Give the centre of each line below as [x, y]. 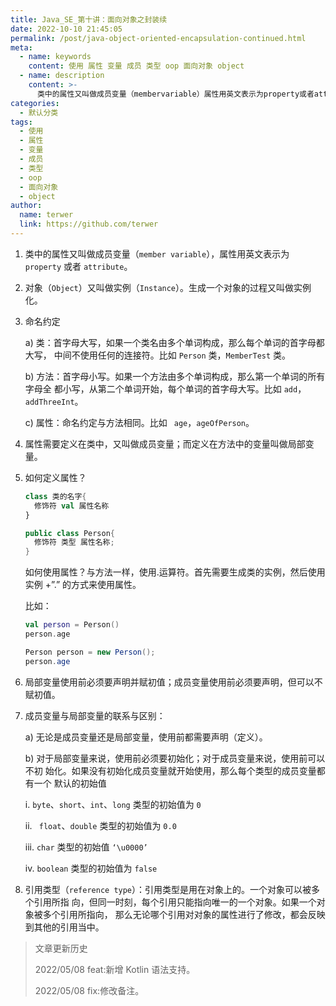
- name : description [62, 76]
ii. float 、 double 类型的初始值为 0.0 [100, 825]
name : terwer [46, 215]
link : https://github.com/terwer [89, 224]
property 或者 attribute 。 [78, 266]
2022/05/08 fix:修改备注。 [89, 990]
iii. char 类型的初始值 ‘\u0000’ [86, 847]
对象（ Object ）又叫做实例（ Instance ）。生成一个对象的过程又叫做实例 [168, 287]
